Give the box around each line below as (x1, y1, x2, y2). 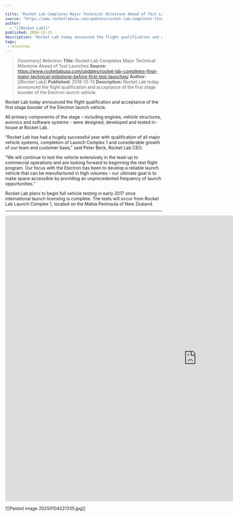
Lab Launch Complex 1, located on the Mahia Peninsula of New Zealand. (5, 201, 153, 207)
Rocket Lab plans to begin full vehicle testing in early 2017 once (5, 190, 136, 196)
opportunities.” (5, 180, 36, 186)
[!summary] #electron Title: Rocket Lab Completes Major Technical (17, 58, 156, 64)
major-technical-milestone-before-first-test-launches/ (17, 73, 129, 80)
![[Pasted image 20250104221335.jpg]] (5, 505, 86, 511)
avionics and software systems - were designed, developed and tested (5, 119, 151, 125)
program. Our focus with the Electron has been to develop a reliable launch (5, 165, 159, 171)
